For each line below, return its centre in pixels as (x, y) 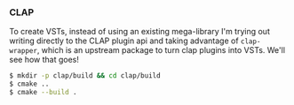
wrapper (24, 51)
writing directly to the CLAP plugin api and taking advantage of (124, 41)
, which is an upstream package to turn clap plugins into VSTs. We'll (161, 50)
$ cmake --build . (43, 93)
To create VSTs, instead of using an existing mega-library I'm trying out (140, 32)
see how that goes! (44, 60)
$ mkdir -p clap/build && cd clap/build (85, 76)
